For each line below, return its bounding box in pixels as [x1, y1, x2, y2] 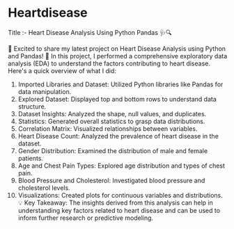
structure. [17, 102, 47, 111]
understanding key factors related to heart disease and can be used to [17, 206, 221, 214]
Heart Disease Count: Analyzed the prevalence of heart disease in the [17, 132, 219, 140]
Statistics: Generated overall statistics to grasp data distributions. [17, 117, 205, 125]
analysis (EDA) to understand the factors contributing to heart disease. [8, 59, 211, 68]
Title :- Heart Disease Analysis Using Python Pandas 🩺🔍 [8, 28, 173, 36]
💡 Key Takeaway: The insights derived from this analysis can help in [17, 198, 213, 207]
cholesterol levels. [17, 183, 70, 192]
